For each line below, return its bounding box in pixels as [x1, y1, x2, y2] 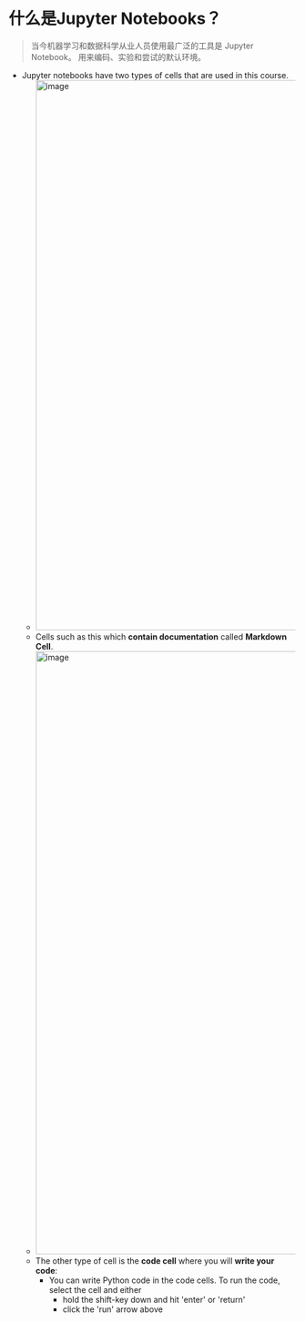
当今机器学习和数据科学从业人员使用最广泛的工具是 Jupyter [30, 40, 254, 51]
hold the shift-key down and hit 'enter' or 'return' [62, 1294, 246, 1305]
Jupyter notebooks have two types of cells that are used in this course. [21, 69, 289, 80]
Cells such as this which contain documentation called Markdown [35, 630, 288, 642]
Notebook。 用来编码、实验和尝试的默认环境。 [30, 51, 207, 62]
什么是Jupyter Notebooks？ [8, 8, 222, 29]
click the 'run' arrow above [62, 1304, 163, 1315]
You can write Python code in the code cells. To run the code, [48, 1275, 281, 1286]
